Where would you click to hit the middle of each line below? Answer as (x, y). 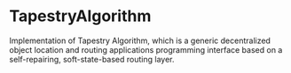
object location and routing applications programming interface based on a (146, 49)
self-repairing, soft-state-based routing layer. (92, 59)
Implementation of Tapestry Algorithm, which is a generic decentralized (140, 40)
